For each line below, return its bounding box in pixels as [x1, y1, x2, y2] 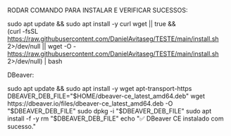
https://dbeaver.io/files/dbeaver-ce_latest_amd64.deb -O [7, 99, 173, 108]
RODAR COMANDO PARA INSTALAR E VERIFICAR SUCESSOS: [7, 6, 188, 14]
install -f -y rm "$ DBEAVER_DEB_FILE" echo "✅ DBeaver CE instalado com [7, 114, 224, 123]
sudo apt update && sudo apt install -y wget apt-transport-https [7, 85, 192, 92]
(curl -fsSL [7, 27, 39, 35]
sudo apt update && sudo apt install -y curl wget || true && [7, 20, 176, 27]
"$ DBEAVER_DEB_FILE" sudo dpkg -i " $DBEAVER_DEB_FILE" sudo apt [7, 107, 212, 115]
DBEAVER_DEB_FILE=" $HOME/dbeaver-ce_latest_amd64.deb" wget [7, 92, 206, 100]
